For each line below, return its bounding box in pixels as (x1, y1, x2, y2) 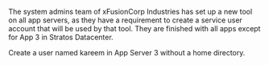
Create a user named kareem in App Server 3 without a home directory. (8, 48, 246, 57)
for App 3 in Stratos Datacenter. (8, 32, 114, 42)
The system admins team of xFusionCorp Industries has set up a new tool (8, 7, 253, 16)
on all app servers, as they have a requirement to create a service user (8, 15, 243, 25)
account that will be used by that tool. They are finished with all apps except (8, 24, 261, 33)
